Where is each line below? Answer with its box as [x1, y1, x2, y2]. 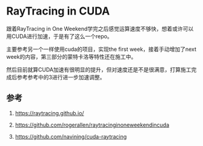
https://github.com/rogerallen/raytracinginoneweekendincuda [15, 121, 170, 128]
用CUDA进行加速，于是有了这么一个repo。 [6, 32, 113, 40]
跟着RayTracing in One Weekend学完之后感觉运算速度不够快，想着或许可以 [6, 25, 194, 32]
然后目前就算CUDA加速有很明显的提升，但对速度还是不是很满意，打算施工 [6, 65, 191, 73]
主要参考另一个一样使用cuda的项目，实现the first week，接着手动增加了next [6, 45, 197, 53]
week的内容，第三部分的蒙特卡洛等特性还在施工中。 [6, 53, 137, 60]
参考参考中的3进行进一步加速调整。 [16, 73, 105, 81]
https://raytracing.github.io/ [15, 109, 84, 116]
